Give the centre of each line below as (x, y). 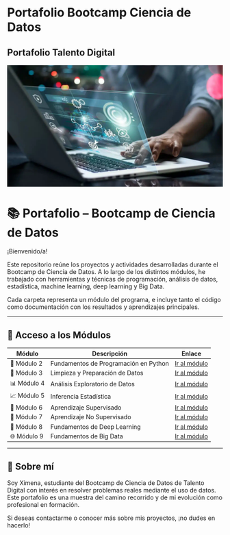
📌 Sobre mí (30, 466)
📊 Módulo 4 (27, 383)
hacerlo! (19, 525)
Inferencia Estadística (81, 397)
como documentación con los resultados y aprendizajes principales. (103, 307)
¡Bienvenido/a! (27, 251)
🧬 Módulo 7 (26, 417)
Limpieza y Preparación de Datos (97, 373)
